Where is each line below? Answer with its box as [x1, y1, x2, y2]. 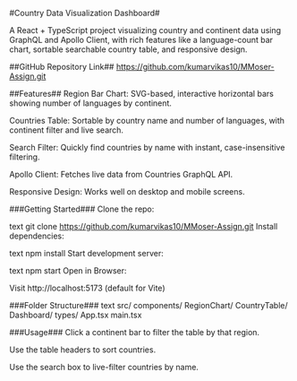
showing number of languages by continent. [9, 98, 173, 108]
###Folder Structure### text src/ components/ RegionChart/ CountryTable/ [9, 300, 288, 310]
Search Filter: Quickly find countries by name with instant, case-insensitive [9, 143, 285, 152]
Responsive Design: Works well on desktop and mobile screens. [9, 186, 245, 196]
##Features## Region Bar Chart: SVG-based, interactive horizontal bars [9, 89, 275, 99]
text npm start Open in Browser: [9, 265, 127, 276]
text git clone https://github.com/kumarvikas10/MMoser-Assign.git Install [9, 221, 278, 231]
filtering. [9, 152, 40, 162]
